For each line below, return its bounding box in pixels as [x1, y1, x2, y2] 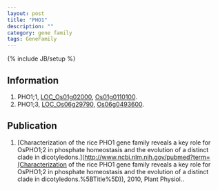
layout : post [7, 10, 45, 17]
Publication [7, 120, 57, 131]
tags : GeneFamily [7, 36, 57, 43]
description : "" [7, 23, 54, 30]
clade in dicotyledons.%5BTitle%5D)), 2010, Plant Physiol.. [17, 175, 185, 183]
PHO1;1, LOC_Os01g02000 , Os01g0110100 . [17, 92, 138, 101]
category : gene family [7, 29, 72, 36]
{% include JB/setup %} [7, 54, 76, 63]
